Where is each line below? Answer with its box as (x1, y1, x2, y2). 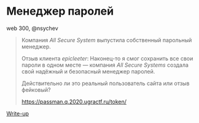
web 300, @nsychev (6, 24, 58, 32)
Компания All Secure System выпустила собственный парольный (21, 36, 192, 43)
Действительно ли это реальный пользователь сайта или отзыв (21, 80, 190, 87)
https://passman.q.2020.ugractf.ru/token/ (21, 98, 127, 105)
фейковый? (21, 86, 51, 93)
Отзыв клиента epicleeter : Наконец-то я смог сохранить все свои (21, 54, 193, 62)
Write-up (6, 110, 29, 117)
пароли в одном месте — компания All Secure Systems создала (21, 61, 189, 69)
